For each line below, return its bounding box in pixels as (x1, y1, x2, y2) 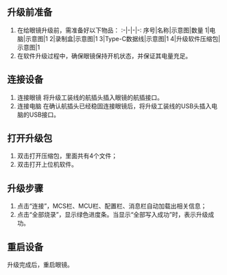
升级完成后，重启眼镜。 (7, 261, 73, 269)
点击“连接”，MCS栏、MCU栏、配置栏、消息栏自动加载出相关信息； (16, 202, 207, 211)
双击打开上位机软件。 (16, 160, 77, 169)
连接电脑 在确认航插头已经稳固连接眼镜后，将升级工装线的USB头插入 (16, 101, 212, 110)
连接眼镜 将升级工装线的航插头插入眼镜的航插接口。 (16, 93, 163, 101)
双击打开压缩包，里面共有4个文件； (16, 152, 118, 160)
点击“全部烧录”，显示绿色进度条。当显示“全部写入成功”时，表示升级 (16, 211, 208, 219)
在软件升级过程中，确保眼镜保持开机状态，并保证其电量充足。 (16, 51, 192, 60)
